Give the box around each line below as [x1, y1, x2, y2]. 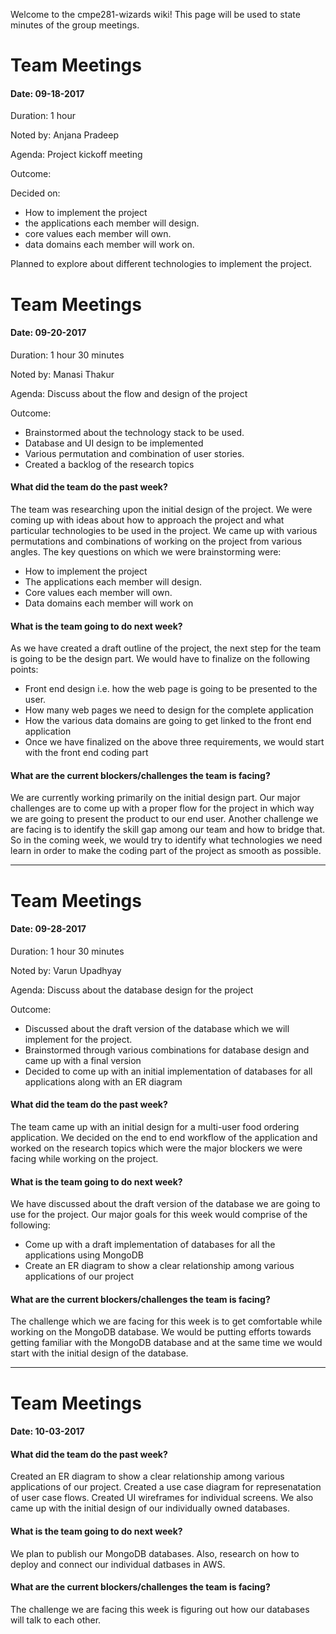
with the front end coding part [24, 747, 149, 759]
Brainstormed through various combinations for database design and [24, 1044, 310, 1056]
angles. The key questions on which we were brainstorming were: [10, 545, 282, 558]
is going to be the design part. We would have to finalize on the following [10, 653, 311, 665]
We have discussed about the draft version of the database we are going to [10, 1198, 321, 1210]
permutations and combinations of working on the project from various [10, 535, 303, 547]
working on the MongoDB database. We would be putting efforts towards [10, 1326, 312, 1338]
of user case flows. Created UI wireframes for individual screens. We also [10, 1492, 314, 1504]
